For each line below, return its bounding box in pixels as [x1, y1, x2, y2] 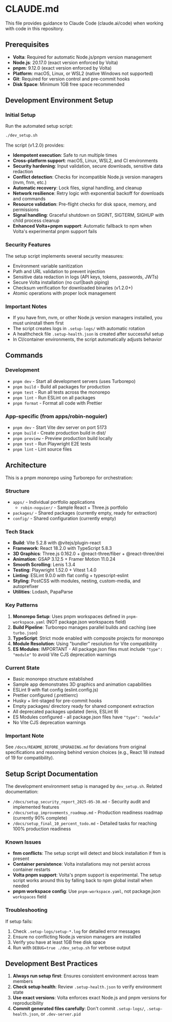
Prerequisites [5, 40, 49, 49]
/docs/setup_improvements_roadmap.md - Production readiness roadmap [12, 809, 163, 815]
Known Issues [5, 839, 41, 846]
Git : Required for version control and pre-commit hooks [12, 75, 130, 82]
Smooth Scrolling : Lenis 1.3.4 [12, 562, 76, 568]
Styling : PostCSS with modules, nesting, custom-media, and [12, 578, 141, 584]
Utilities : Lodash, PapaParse [12, 589, 73, 595]
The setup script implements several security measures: [5, 253, 124, 259]
